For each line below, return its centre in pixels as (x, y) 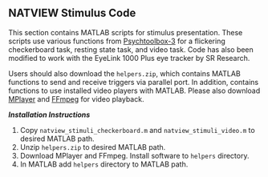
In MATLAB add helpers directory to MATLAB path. (104, 164)
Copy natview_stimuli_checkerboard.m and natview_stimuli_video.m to (137, 130)
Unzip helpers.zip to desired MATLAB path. (93, 147)
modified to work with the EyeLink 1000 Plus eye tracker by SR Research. (129, 58)
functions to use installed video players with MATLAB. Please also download (134, 91)
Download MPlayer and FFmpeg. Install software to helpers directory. (134, 155)
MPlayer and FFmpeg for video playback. (76, 99)
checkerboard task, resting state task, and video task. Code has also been (131, 49)
